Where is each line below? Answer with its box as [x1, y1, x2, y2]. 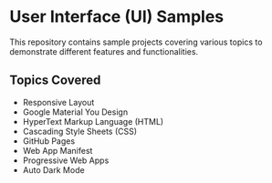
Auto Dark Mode [22, 164, 85, 175]
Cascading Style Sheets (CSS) [22, 126, 138, 137]
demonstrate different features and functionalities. [9, 46, 199, 56]
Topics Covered [9, 73, 101, 88]
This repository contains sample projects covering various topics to [9, 36, 263, 47]
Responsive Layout [22, 97, 95, 107]
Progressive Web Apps [22, 155, 110, 166]
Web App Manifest [22, 145, 93, 156]
